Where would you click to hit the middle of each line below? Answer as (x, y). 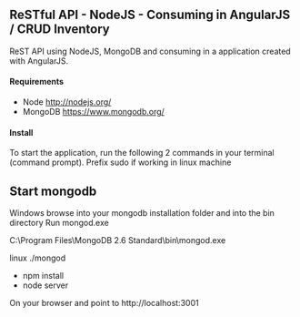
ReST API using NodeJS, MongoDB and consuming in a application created (150, 51)
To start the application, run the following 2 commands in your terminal (142, 153)
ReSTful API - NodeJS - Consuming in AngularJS (150, 15)
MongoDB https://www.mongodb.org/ (94, 112)
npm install (43, 276)
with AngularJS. (39, 61)
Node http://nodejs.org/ (67, 102)
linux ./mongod (38, 258)
